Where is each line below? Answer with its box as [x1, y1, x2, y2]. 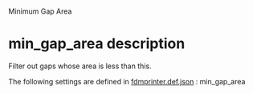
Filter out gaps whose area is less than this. [8, 61, 152, 71]
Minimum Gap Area [8, 6, 72, 16]
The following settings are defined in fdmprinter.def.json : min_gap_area [8, 77, 246, 87]
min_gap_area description [8, 35, 186, 53]
